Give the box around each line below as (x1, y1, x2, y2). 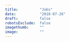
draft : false (5, 16, 51, 21)
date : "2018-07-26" (5, 12, 66, 16)
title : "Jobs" (5, 7, 53, 12)
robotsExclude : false (5, 20, 51, 26)
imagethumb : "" (5, 25, 44, 30)
